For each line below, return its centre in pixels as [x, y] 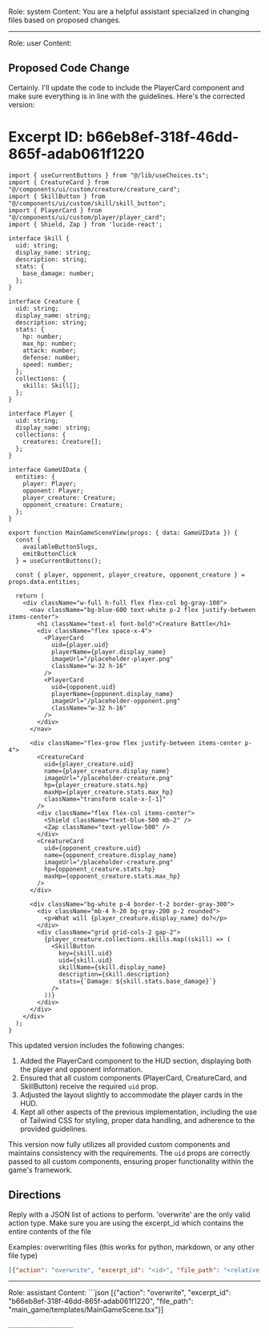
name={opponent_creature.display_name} [110, 855]
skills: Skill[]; [52, 385]
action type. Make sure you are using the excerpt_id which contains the [126, 1223]
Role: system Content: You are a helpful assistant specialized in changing [129, 12]
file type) [23, 1255]
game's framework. [40, 1169]
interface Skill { [39, 238]
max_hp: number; [50, 344]
